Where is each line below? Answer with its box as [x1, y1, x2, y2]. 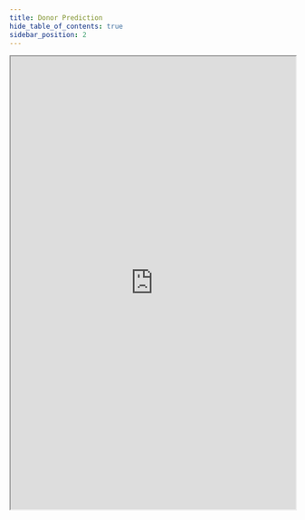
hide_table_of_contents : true [9, 22, 124, 31]
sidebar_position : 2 [9, 30, 88, 39]
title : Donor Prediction [9, 13, 103, 23]
